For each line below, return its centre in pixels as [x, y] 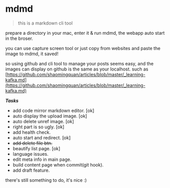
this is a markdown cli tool [45, 23]
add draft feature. [31, 170]
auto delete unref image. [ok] [43, 121]
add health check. [32, 132]
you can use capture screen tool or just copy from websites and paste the [83, 48]
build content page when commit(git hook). [58, 165]
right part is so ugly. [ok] [39, 127]
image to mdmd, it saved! [32, 54]
